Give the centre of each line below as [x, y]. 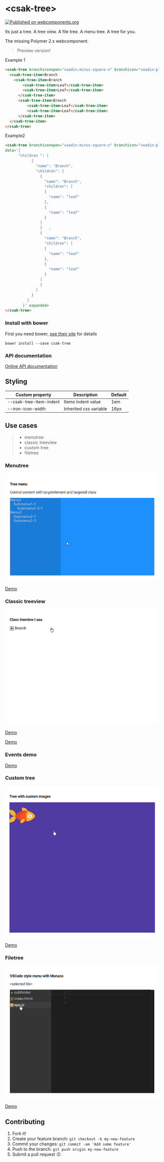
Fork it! [19, 1134]
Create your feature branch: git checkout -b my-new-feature [73, 1139]
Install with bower [27, 323]
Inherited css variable [85, 409]
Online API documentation [31, 366]
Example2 [15, 136]
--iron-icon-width [26, 409]
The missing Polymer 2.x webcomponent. [47, 41]
